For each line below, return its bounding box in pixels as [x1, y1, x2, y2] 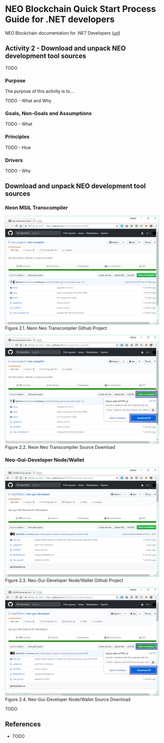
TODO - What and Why [5, 98, 52, 104]
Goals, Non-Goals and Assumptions [5, 110, 92, 117]
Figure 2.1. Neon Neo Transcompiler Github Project [5, 325, 107, 331]
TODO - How [5, 144, 31, 150]
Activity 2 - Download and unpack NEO [5, 44, 126, 52]
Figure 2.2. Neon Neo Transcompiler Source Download [5, 444, 116, 450]
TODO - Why [5, 168, 31, 173]
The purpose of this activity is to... [5, 88, 74, 94]
